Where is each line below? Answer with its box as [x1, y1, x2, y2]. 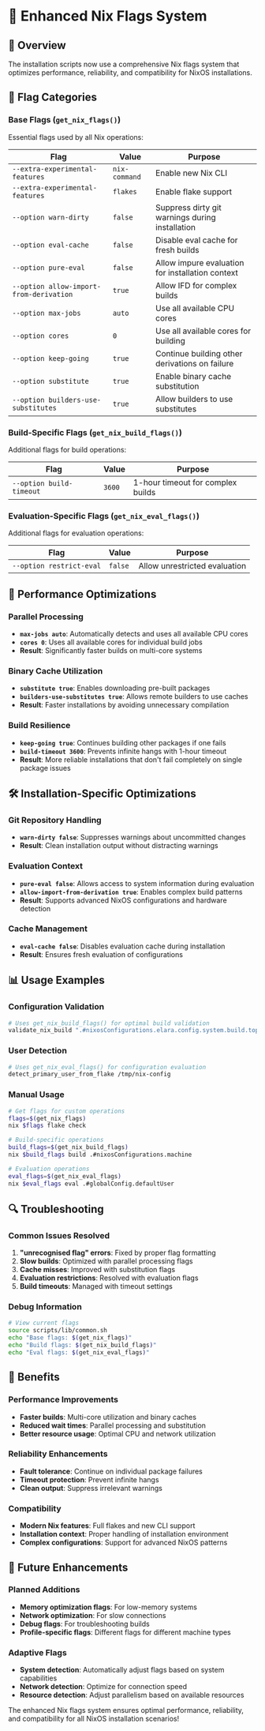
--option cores [12, 331, 69, 340]
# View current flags [8, 1319, 80, 1327]
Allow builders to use [155, 393, 233, 404]
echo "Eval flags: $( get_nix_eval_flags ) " [8, 1348, 150, 1357]
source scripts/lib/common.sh [8, 1327, 108, 1335]
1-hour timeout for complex [132, 477, 237, 488]
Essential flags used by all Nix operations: [8, 132, 144, 141]
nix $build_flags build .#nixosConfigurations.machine [8, 1151, 192, 1158]
